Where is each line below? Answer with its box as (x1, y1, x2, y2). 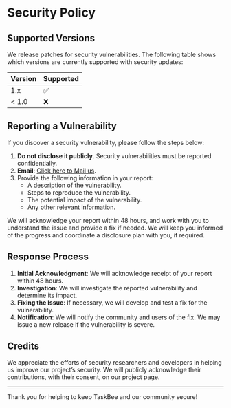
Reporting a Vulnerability (7, 120, 117, 132)
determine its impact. (16, 291, 78, 299)
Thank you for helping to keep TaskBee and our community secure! (7, 393, 198, 401)
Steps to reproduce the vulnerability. (27, 188, 131, 197)
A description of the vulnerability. (27, 181, 122, 189)
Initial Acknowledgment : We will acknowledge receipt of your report (16, 269, 212, 277)
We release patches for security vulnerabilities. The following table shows (7, 50, 217, 58)
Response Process (7, 251, 89, 263)
